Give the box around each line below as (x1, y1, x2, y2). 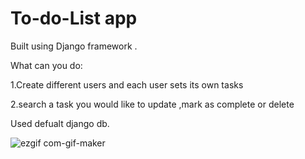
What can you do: (10, 59, 83, 71)
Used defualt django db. (10, 117, 110, 129)
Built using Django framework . (10, 40, 138, 52)
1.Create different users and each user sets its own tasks (10, 78, 244, 91)
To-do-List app (10, 7, 138, 30)
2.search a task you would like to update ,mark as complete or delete (10, 98, 295, 110)
